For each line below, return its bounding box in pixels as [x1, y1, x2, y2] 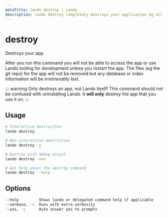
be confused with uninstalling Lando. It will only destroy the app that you [5, 91, 156, 97]
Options [5, 184, 31, 192]
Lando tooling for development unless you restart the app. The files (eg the [5, 65, 160, 71]
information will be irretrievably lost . [5, 76, 80, 82]
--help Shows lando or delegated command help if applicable [5, 197, 154, 202]
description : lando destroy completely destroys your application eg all [5, 12, 163, 17]
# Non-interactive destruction [5, 138, 71, 143]
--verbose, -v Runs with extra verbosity [5, 202, 95, 207]
